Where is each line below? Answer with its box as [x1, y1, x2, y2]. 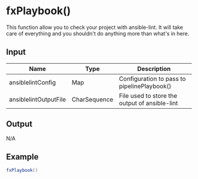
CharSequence [71, 95, 114, 103]
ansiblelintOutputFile [9, 95, 67, 103]
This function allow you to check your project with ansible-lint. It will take [6, 24, 183, 31]
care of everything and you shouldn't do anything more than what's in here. [6, 30, 190, 37]
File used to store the [118, 92, 178, 100]
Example [6, 152, 39, 162]
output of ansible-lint [118, 99, 178, 107]
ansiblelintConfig [9, 78, 56, 86]
